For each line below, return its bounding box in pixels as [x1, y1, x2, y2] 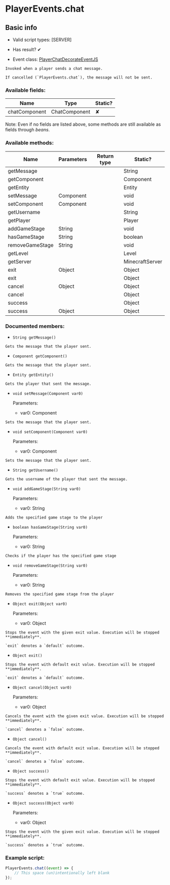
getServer [8, 258, 32, 265]
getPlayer [8, 216, 31, 224]
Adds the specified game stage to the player [5, 515, 103, 520]
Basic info [5, 23, 37, 32]
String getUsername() [12, 467, 58, 473]
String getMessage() [12, 335, 56, 340]
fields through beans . [5, 127, 50, 133]
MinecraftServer [123, 258, 162, 265]
